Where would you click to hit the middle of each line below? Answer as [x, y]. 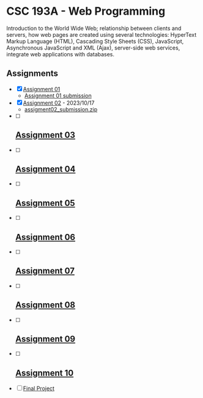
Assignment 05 [45, 203]
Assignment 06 [45, 237]
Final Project [39, 389]
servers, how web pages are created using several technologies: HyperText [102, 34]
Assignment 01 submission [58, 96]
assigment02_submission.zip [61, 109]
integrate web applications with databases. [61, 54]
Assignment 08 [45, 305]
